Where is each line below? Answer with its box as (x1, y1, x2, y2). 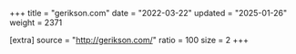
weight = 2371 (9, 17, 63, 28)
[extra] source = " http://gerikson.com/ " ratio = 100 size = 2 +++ (9, 35, 249, 45)
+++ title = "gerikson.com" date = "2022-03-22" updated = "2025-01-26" (9, 8, 288, 18)
